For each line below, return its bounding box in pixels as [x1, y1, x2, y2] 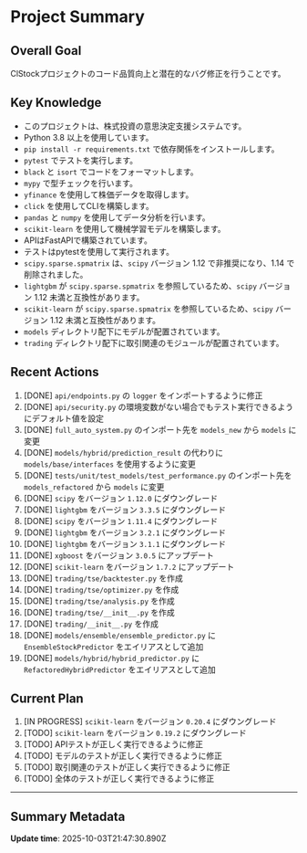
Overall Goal [10, 43, 82, 58]
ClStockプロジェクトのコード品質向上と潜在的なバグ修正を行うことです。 [10, 68, 286, 79]
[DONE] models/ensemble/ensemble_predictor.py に [23, 629, 217, 640]
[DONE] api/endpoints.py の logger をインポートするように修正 [23, 390, 263, 401]
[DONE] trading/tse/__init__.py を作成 [23, 606, 176, 617]
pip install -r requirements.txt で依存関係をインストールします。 [23, 143, 280, 154]
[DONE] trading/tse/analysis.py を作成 [23, 595, 176, 606]
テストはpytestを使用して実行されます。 [23, 246, 174, 257]
